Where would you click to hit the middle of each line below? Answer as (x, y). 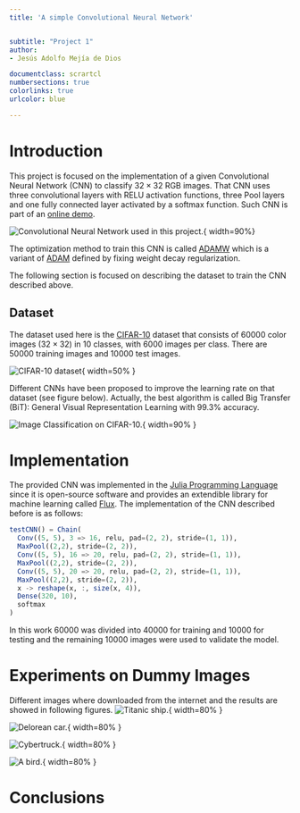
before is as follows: (46, 514)
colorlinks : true (42, 91)
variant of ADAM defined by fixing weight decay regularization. (125, 258)
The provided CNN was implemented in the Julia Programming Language (144, 485)
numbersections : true (50, 83)
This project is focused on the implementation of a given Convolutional (139, 176)
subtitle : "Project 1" (51, 41)
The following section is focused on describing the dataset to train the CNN (148, 275)
